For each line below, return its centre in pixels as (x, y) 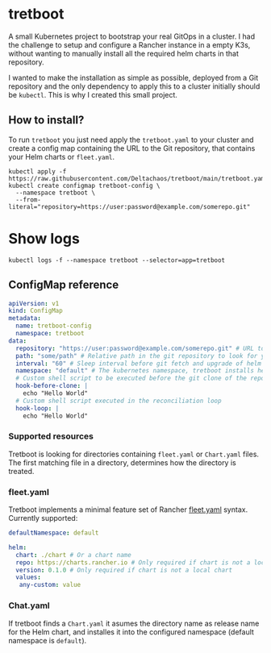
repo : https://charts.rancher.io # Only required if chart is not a (133, 562)
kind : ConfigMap (35, 311)
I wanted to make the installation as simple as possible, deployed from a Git (133, 77)
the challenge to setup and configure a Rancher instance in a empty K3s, (129, 44)
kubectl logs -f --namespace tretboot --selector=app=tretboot (117, 260)
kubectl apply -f (38, 171)
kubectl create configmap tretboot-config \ (84, 185)
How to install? (46, 121)
